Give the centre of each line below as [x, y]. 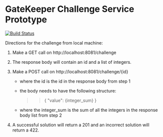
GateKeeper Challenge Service [70, 9]
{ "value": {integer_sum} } [70, 100]
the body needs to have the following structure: [68, 91]
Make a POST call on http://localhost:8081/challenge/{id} [70, 71]
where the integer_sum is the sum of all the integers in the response [89, 110]
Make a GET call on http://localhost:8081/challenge [64, 52]
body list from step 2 [41, 115]
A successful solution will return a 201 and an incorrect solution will [81, 125]
